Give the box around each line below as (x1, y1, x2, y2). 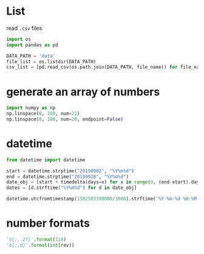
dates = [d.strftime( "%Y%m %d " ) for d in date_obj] (6, 185, 137, 191)
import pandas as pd (6, 41, 59, 48)
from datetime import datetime (6, 157, 86, 163)
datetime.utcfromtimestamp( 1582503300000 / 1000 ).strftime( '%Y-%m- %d (6, 196, 181, 202)
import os (6, 36, 32, 42)
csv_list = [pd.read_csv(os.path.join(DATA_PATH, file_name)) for (6, 64, 178, 71)
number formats (6, 216, 90, 230)
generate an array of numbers (6, 85, 160, 99)
